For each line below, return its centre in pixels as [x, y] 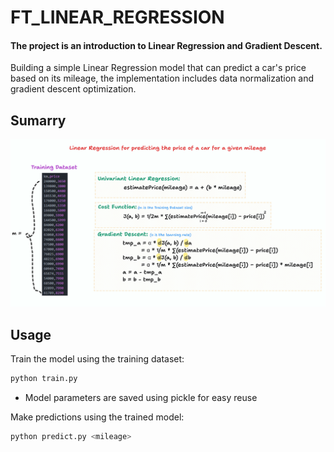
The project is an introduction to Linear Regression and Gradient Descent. [166, 45]
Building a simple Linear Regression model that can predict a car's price [158, 68]
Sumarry [38, 120]
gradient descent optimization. [73, 89]
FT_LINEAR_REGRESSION [117, 17]
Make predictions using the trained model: [97, 417]
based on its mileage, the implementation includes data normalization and [162, 78]
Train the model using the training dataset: [97, 359]
